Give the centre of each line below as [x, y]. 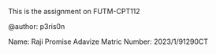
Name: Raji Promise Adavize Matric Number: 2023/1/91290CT [108, 41]
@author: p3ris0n [37, 26]
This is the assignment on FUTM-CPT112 [74, 11]
